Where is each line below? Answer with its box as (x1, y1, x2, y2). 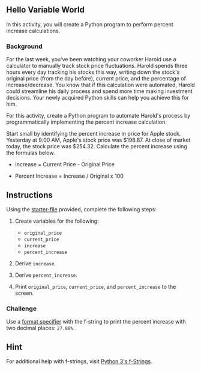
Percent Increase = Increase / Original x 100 (14, 172, 124, 179)
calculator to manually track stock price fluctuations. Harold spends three (6, 62, 188, 70)
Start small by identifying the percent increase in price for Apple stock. (6, 130, 181, 137)
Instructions (6, 190, 53, 200)
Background (6, 42, 43, 50)
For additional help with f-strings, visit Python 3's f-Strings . (6, 358, 152, 365)
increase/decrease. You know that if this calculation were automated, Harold (6, 81, 195, 89)
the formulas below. (6, 149, 55, 157)
